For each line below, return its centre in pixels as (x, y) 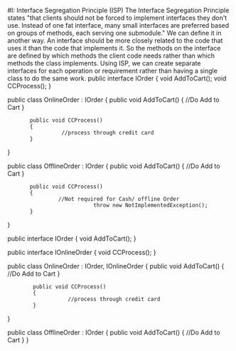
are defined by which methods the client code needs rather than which (111, 56)
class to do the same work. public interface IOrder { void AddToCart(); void (117, 78)
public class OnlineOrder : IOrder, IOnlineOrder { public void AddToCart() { (116, 266)
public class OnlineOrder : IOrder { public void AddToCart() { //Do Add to (113, 100)
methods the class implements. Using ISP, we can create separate (104, 63)
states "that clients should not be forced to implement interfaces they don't (117, 18)
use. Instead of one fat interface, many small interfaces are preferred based (118, 25)
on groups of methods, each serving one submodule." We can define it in (114, 33)
